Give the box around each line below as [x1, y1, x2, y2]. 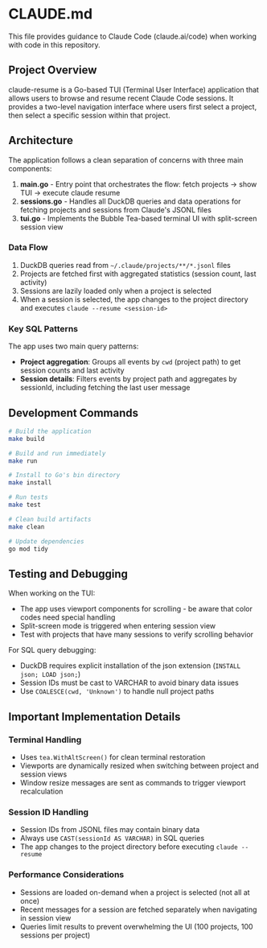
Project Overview [8, 64, 97, 77]
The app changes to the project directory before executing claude [19, 842, 239, 851]
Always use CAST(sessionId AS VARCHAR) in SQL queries [19, 834, 205, 843]
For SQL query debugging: [8, 645, 97, 655]
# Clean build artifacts [8, 515, 92, 523]
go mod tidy [8, 545, 48, 553]
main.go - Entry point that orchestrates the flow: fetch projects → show [19, 179, 257, 189]
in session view [19, 913, 72, 922]
